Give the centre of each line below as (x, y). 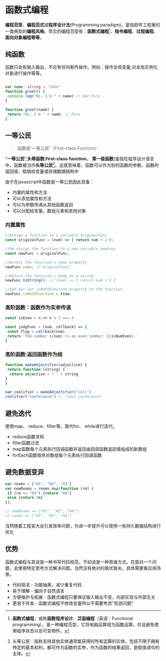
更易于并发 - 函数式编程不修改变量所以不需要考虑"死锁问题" (73, 603)
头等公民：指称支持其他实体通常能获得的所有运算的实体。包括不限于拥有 (86, 641)
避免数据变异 (25, 472)
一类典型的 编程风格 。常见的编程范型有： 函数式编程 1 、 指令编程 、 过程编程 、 (82, 31)
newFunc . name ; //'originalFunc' (38, 267)
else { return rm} (25, 498)
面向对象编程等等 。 (25, 37)
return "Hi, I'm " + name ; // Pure (44, 114)
